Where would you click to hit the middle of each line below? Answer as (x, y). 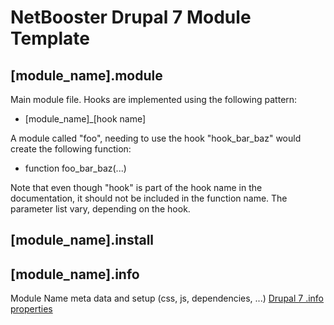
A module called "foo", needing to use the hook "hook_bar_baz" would (156, 138)
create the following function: (71, 149)
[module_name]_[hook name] (85, 119)
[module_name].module (86, 75)
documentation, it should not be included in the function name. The (149, 198)
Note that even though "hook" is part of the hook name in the (136, 187)
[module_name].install (82, 240)
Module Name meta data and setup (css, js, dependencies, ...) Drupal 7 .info (167, 298)
